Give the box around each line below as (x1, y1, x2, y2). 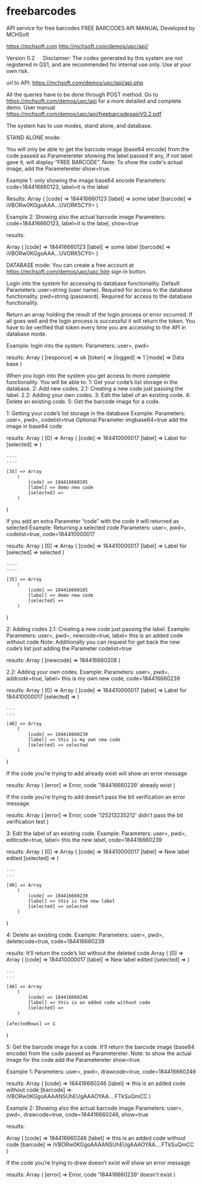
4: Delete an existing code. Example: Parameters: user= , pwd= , (6, 931, 164, 938)
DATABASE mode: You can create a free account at (6, 261, 135, 269)
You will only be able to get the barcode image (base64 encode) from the (6, 145, 190, 153)
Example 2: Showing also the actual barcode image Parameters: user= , (6, 1104, 184, 1112)
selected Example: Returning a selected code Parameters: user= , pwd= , (6, 524, 186, 531)
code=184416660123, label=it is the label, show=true (6, 219, 139, 227)
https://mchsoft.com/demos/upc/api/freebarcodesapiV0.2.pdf (6, 110, 162, 117)
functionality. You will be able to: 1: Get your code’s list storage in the (6, 378, 178, 385)
